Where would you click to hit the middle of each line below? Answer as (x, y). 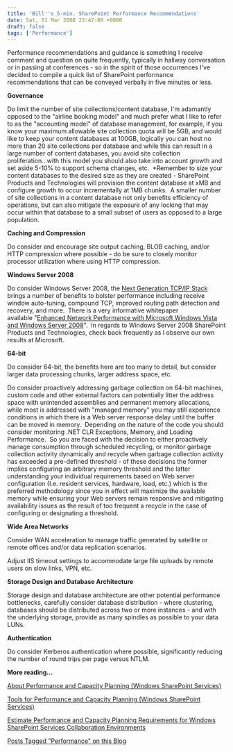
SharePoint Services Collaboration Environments (77, 728)
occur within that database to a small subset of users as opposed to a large (115, 212)
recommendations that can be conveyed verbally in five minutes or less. (110, 82)
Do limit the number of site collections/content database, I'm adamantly (109, 109)
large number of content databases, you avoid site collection (94, 153)
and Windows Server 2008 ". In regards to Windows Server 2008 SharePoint (116, 325)
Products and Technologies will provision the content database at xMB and (114, 183)
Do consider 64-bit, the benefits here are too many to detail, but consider (112, 367)
